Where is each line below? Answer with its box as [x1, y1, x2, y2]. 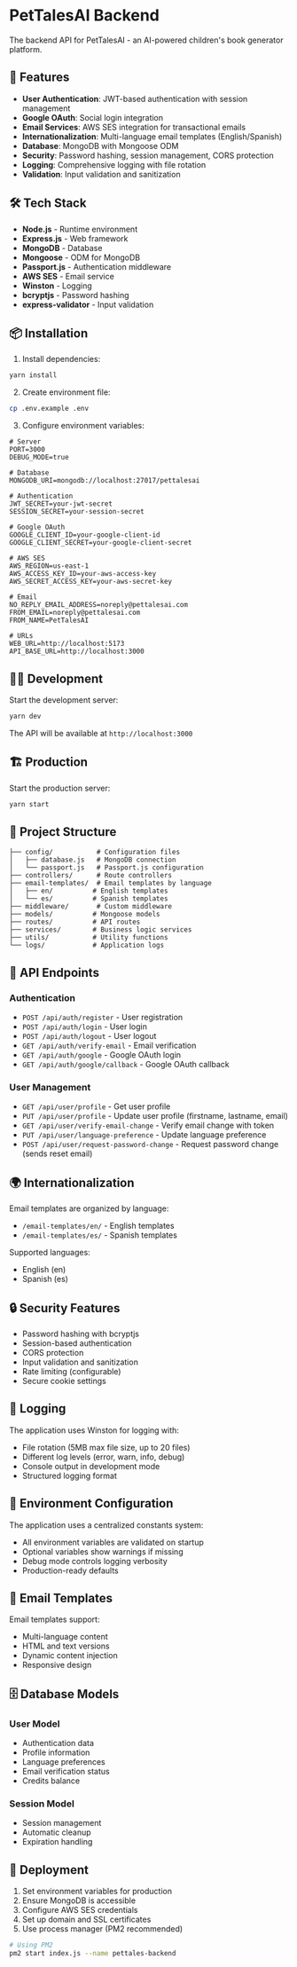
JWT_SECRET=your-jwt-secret [9, 500, 113, 508]
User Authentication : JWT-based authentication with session [21, 93, 248, 104]
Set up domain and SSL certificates [21, 1914, 152, 1925]
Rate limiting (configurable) [21, 1365, 121, 1376]
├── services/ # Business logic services [9, 925, 192, 934]
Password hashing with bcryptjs [21, 1328, 140, 1339]
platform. [9, 43, 43, 54]
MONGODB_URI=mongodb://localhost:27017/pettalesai [9, 476, 200, 485]
